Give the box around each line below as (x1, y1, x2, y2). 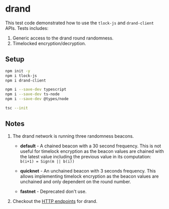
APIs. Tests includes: (5, 25, 49, 31)
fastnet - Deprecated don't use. (20, 188, 87, 194)
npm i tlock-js (5, 73, 37, 78)
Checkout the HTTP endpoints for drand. (12, 198, 97, 204)
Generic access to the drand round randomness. (12, 35, 114, 41)
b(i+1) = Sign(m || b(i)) (20, 159, 75, 164)
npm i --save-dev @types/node (5, 97, 69, 102)
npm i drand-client (5, 78, 46, 83)
